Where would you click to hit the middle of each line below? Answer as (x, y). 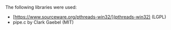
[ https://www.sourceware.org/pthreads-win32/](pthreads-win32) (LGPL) (89, 17)
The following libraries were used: (41, 7)
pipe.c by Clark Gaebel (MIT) (43, 22)
